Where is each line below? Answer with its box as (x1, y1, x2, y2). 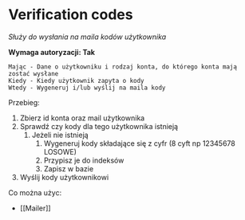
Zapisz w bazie (43, 163, 94, 173)
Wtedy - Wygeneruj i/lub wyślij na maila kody (8, 84, 166, 92)
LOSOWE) (43, 147, 77, 156)
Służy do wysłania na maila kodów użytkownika (8, 32, 167, 41)
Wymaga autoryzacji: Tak (8, 47, 96, 57)
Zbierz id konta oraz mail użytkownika (19, 113, 145, 123)
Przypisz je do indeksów (43, 155, 124, 165)
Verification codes (8, 6, 133, 24)
